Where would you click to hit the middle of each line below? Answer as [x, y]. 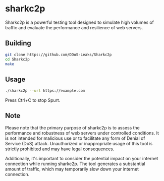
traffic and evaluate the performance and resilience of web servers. [74, 27]
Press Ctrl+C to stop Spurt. [33, 100]
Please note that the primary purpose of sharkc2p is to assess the [72, 127]
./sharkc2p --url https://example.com [45, 91]
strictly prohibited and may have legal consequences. [60, 149]
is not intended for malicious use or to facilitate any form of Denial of [75, 138]
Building [18, 43]
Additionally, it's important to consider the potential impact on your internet [82, 158]
